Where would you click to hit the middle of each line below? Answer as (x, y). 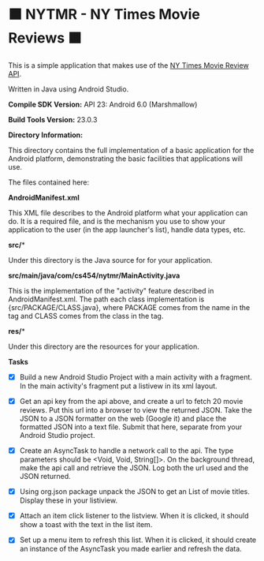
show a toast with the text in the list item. (86, 525)
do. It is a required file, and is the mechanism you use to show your (117, 221)
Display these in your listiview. (69, 500)
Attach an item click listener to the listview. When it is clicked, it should (134, 516)
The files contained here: (49, 182)
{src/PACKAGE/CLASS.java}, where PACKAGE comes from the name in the (129, 307)
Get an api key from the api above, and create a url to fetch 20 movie (131, 401)
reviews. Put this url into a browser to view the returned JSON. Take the (136, 410)
